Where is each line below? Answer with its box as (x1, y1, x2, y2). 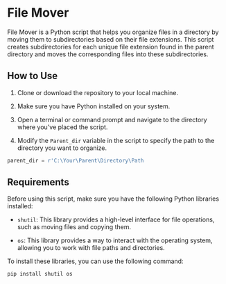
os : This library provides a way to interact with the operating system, (17, 236, 213, 244)
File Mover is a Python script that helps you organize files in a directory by (7, 28, 219, 36)
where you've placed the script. (17, 123, 108, 131)
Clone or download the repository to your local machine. (17, 88, 179, 97)
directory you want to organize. (17, 144, 107, 152)
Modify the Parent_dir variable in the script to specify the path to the (17, 136, 215, 144)
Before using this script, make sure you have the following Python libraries (7, 194, 220, 203)
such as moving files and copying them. (17, 223, 132, 231)
